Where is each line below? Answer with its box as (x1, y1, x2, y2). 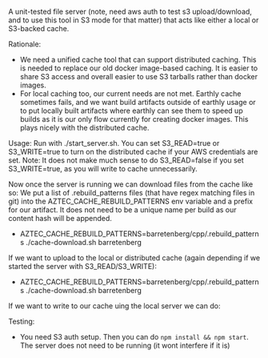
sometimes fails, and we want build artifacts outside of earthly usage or (19, 98, 256, 107)
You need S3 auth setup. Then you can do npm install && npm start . (19, 332, 250, 341)
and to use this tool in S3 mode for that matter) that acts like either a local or (8, 15, 259, 25)
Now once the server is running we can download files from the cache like (8, 179, 254, 189)
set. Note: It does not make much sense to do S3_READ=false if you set (8, 155, 244, 165)
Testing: (8, 316, 35, 326)
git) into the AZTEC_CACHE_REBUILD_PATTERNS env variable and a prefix (8, 196, 254, 206)
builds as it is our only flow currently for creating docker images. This (19, 115, 249, 123)
